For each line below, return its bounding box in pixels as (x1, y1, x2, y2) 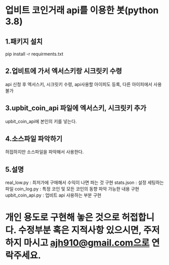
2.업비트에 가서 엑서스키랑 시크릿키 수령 (5, 67, 122, 75)
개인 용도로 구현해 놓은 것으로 (5, 212, 120, 223)
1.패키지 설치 (5, 37, 43, 46)
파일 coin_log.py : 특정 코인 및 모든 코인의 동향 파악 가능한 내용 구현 (5, 186, 140, 192)
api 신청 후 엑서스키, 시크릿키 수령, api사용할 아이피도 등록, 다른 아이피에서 (5, 81, 153, 87)
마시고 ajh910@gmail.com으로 (23, 237, 150, 249)
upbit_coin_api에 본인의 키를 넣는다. (5, 118, 77, 124)
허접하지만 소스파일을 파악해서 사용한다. (5, 149, 84, 155)
